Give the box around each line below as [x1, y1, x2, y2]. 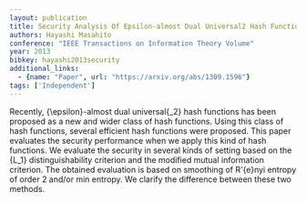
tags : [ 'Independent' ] [9, 81, 96, 90]
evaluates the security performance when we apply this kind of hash [9, 135, 267, 146]
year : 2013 [9, 47, 51, 56]
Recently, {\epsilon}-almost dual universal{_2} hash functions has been [9, 106, 276, 116]
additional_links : [9, 65, 79, 74]
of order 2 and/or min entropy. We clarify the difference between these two [9, 174, 291, 185]
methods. [9, 183, 46, 194]
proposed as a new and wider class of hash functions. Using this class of [9, 116, 284, 126]
